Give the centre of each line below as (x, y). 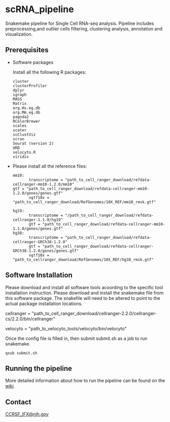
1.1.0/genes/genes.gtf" (38, 228)
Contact (18, 402)
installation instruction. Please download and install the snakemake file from (84, 293)
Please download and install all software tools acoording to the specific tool (84, 287)
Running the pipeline (39, 368)
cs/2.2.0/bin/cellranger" (30, 319)
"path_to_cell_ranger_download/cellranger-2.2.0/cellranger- (94, 313)
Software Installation (39, 275)
